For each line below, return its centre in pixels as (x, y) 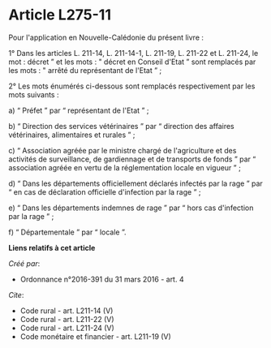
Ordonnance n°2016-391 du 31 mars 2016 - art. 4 (102, 279)
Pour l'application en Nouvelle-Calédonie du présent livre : (106, 37)
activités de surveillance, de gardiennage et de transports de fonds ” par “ (132, 159)
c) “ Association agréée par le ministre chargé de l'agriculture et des (123, 150)
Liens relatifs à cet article (52, 247)
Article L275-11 (60, 15)
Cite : (16, 294)
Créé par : (24, 263)
